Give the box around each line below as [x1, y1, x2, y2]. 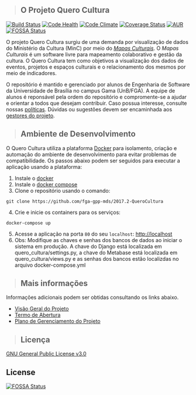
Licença [20, 335, 51, 345]
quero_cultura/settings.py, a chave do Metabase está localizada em [14, 249, 178, 256]
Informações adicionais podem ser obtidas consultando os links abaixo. [6, 294, 179, 301]
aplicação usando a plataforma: [6, 163, 82, 170]
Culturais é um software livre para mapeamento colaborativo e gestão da [6, 50, 183, 58]
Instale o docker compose [14, 181, 78, 188]
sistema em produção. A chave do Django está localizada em [14, 243, 162, 250]
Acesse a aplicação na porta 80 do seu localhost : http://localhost [14, 230, 173, 237]
